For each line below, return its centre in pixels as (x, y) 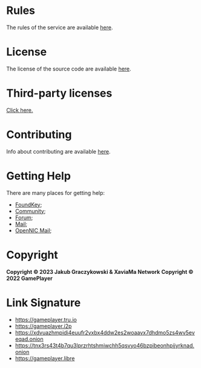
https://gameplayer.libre (45, 358)
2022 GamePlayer (29, 278)
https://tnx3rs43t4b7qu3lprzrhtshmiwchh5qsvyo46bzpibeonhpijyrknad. (105, 345)
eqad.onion (29, 339)
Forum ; (24, 217)
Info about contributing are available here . (58, 151)
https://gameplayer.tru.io (46, 319)
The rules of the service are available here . (60, 27)
